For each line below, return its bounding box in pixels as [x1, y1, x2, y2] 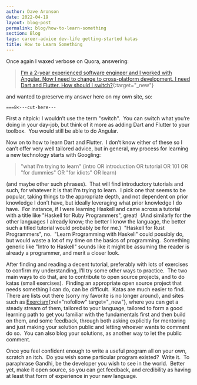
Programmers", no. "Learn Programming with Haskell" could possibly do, [6, 231, 184, 238]
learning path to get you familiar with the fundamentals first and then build [6, 311, 186, 318]
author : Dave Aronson [6, 8, 59, 15]
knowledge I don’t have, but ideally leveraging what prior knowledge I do [6, 199, 182, 206]
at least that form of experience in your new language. [6, 372, 138, 379]
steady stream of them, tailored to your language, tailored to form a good [6, 304, 183, 311]
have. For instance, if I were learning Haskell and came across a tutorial [6, 205, 181, 212]
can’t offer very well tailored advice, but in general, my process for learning [6, 145, 189, 152]
